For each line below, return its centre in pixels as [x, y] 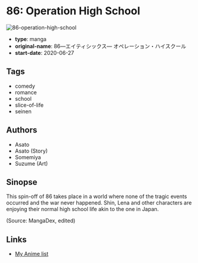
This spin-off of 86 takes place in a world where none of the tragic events [97, 197]
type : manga [30, 39]
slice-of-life [29, 105]
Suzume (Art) [31, 163]
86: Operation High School [73, 11]
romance [26, 92]
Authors [22, 130]
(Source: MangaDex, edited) [41, 221]
